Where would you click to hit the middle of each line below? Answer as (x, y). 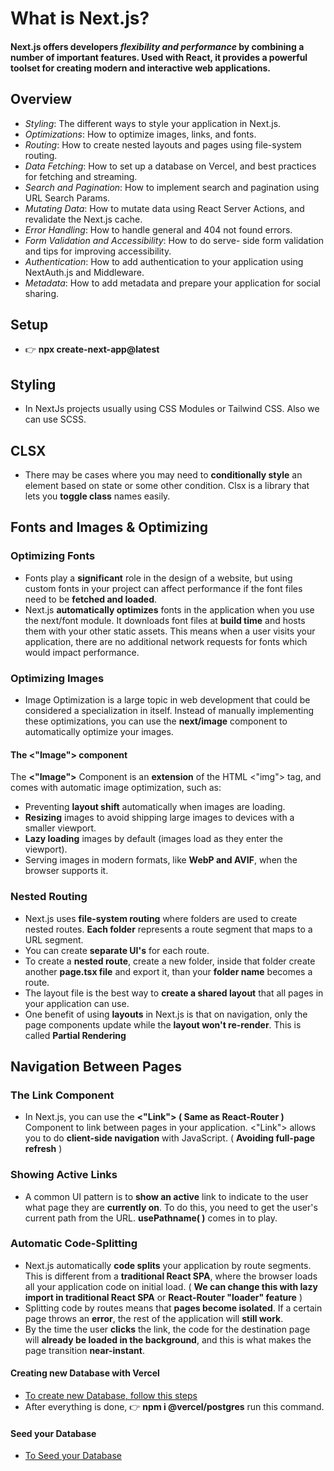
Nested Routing (49, 897)
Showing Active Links (64, 1175)
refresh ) (43, 1149)
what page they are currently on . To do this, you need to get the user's (171, 1207)
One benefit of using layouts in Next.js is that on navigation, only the (166, 1014)
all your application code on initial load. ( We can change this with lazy (171, 1286)
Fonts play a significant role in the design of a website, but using (158, 578)
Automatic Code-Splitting (74, 1244)
